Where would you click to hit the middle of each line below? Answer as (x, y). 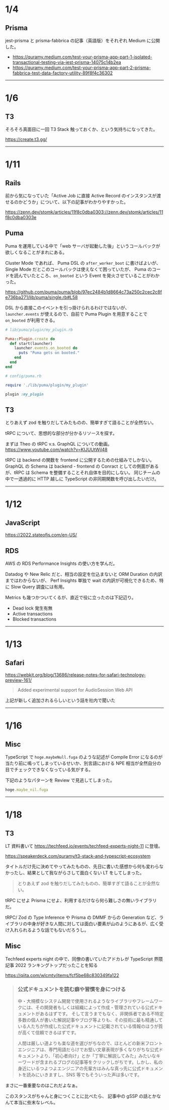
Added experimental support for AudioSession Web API (75, 690)
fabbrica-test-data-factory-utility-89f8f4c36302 (63, 73)
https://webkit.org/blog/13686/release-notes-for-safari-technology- (75, 675)
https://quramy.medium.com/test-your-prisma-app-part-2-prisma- (81, 67)
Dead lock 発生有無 (32, 608)
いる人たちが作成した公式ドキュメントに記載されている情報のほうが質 (90, 1026)
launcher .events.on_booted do (46, 348)
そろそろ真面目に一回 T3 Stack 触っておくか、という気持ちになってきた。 (81, 129)
